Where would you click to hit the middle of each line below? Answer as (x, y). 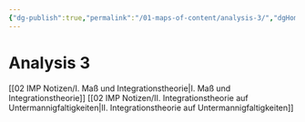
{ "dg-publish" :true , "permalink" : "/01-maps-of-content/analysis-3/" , (141, 18)
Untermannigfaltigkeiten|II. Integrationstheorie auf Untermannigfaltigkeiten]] (151, 107)
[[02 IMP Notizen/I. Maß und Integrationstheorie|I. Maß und (120, 88)
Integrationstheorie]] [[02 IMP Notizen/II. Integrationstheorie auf (128, 97)
